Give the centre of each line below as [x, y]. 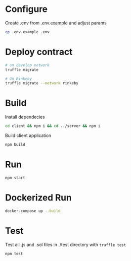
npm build [15, 145]
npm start [15, 178]
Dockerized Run [38, 197]
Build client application [28, 135]
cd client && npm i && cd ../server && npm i [53, 126]
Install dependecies [25, 117]
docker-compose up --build [33, 211]
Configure [26, 9]
